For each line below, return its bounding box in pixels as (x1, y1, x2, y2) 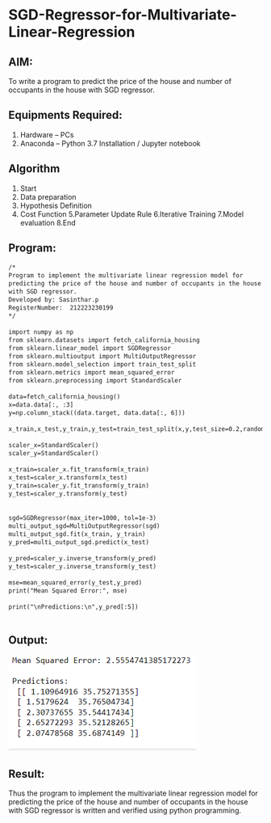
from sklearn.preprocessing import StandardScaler (8, 377, 182, 385)
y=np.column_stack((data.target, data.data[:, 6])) (8, 409, 186, 417)
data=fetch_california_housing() (8, 393, 121, 401)
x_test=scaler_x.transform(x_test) (8, 474, 128, 482)
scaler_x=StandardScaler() (8, 441, 99, 449)
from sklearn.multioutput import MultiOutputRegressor (8, 352, 197, 361)
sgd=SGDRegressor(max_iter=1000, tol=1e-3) (8, 514, 157, 522)
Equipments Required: (8, 108, 123, 122)
